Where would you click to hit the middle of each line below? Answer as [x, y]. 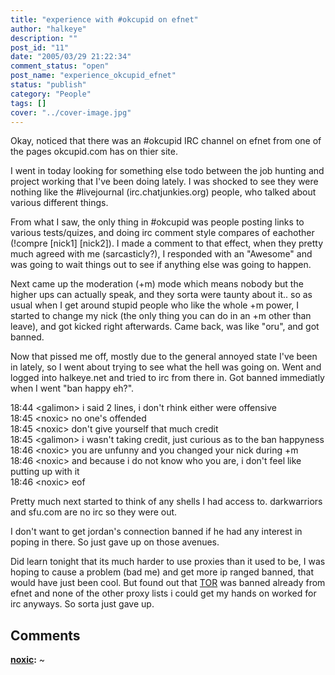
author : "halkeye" [48, 29]
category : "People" [51, 94]
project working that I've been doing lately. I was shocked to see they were [164, 182]
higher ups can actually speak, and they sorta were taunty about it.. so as [161, 295]
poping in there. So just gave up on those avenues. [115, 542]
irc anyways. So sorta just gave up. [82, 604]
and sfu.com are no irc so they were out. [94, 512]
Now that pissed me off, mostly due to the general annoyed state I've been [164, 357]
